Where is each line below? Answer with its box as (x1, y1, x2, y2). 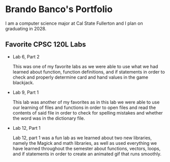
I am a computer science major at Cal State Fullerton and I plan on (5, 20, 143, 26)
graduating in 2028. (5, 25, 47, 31)
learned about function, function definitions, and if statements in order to (12, 69, 165, 75)
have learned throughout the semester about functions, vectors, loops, (12, 145, 161, 151)
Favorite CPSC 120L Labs (5, 40, 86, 49)
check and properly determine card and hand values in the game (12, 74, 149, 80)
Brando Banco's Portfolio (5, 4, 113, 15)
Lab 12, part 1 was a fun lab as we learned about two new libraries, (12, 135, 152, 141)
